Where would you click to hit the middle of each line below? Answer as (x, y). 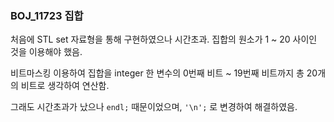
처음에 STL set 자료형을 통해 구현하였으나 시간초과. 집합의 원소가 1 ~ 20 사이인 (164, 39)
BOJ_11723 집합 (47, 15)
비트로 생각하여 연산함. (65, 86)
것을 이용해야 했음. (46, 52)
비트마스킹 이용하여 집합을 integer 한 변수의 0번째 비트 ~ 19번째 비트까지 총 (157, 73)
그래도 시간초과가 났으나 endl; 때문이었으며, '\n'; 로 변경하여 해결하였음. (154, 107)
